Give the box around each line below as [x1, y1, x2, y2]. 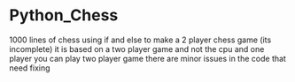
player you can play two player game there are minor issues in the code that [9, 53, 286, 63]
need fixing [9, 63, 50, 73]
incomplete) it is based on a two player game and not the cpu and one [9, 43, 265, 54]
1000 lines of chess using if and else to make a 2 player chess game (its [9, 34, 272, 45]
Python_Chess [9, 5, 119, 26]
